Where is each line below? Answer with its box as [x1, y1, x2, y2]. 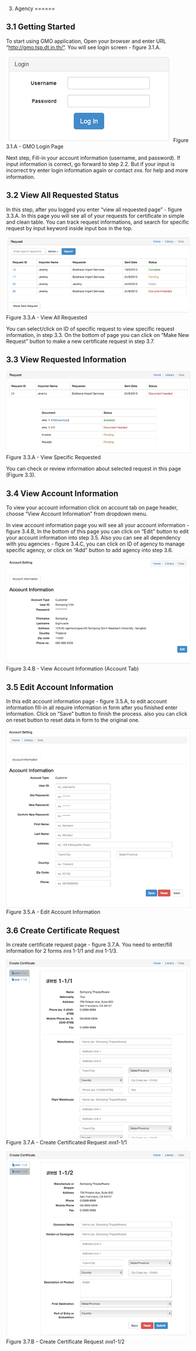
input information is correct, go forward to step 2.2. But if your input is [6, 160, 175, 167]
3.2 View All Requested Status [6, 190, 119, 200]
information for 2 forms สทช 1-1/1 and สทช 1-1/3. [6, 948, 118, 955]
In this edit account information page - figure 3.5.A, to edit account [6, 698, 167, 705]
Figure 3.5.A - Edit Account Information [6, 908, 101, 915]
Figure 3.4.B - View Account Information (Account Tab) [6, 665, 139, 672]
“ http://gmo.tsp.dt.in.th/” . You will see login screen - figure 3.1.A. [6, 43, 161, 50]
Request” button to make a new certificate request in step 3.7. [6, 338, 155, 345]
